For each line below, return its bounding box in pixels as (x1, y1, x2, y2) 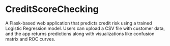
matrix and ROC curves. (5, 36, 55, 42)
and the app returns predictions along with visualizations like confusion (5, 30, 155, 36)
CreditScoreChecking (5, 3, 99, 15)
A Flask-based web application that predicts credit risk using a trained (5, 20, 152, 26)
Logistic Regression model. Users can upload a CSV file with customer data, (5, 25, 165, 31)
